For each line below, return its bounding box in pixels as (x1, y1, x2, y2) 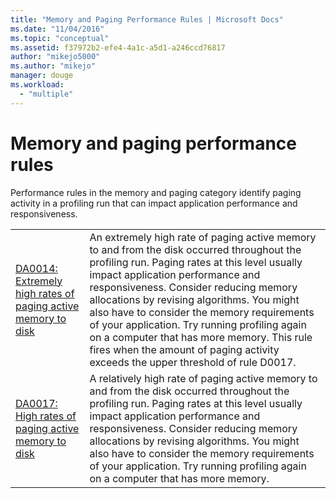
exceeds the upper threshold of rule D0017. (89, 355, 297, 369)
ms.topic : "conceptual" (10, 33, 110, 43)
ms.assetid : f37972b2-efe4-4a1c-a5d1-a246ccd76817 (10, 42, 226, 53)
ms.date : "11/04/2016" (10, 24, 105, 34)
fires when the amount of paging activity (89, 342, 280, 356)
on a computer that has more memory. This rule (89, 330, 313, 344)
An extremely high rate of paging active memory (89, 230, 317, 244)
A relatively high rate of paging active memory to (89, 371, 318, 385)
